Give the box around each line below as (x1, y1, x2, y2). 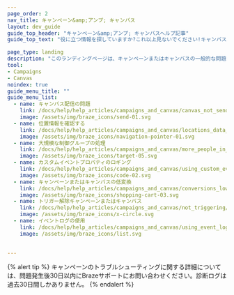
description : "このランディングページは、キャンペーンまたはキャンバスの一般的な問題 (7, 55, 226, 63)
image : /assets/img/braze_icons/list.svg (19, 230, 141, 237)
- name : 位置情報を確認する (13, 120, 86, 127)
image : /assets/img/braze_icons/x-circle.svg (19, 211, 155, 218)
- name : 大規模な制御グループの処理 (13, 139, 106, 146)
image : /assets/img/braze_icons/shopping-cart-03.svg (19, 191, 179, 199)
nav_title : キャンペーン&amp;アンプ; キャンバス (7, 17, 136, 24)
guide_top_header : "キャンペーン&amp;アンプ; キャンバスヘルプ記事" (7, 29, 189, 37)
